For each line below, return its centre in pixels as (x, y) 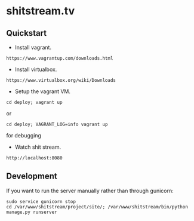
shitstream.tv (41, 11)
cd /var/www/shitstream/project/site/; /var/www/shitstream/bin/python (97, 207)
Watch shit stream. (38, 147)
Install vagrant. (33, 47)
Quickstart (27, 33)
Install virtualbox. (36, 69)
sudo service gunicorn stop (41, 201)
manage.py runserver (32, 212)
